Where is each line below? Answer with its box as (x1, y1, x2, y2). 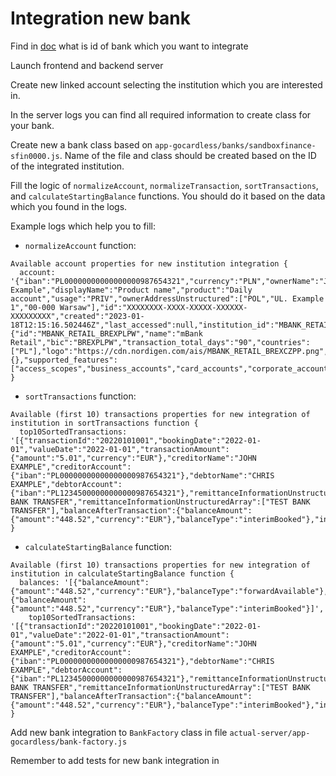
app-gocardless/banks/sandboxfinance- (154, 140, 317, 151)
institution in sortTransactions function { (10, 418, 199, 428)
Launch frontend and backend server (10, 59, 164, 71)
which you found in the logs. (10, 200, 128, 212)
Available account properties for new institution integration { (10, 258, 288, 269)
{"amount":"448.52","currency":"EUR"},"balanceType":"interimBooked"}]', (10, 603, 325, 614)
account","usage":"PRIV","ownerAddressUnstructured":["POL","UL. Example (10, 293, 325, 304)
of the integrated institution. (10, 160, 125, 172)
